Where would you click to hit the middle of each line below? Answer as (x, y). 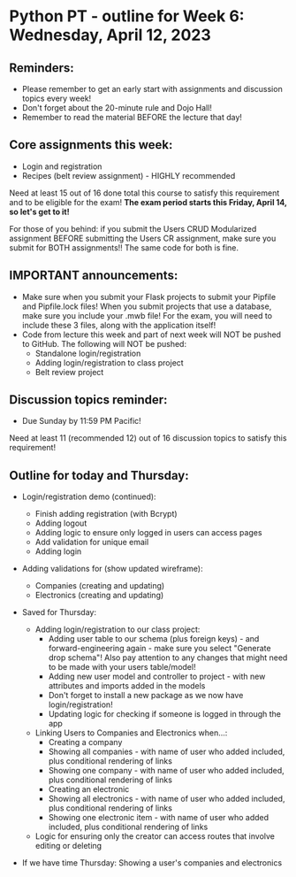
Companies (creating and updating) (100, 586)
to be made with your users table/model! (122, 667)
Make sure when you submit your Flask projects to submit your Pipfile (149, 296)
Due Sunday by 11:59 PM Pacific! (81, 421)
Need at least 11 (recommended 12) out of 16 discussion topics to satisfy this (148, 438)
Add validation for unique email (92, 542)
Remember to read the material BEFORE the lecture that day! (132, 117)
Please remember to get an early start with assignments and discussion (152, 89)
